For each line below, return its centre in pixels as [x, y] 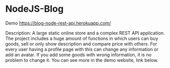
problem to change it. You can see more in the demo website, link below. [82, 60]
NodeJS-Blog [35, 9]
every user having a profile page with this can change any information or [82, 49]
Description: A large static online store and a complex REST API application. [85, 33]
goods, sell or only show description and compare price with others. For [81, 43]
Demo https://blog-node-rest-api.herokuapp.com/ [58, 23]
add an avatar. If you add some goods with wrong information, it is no [79, 55]
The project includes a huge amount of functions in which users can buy [82, 38]
